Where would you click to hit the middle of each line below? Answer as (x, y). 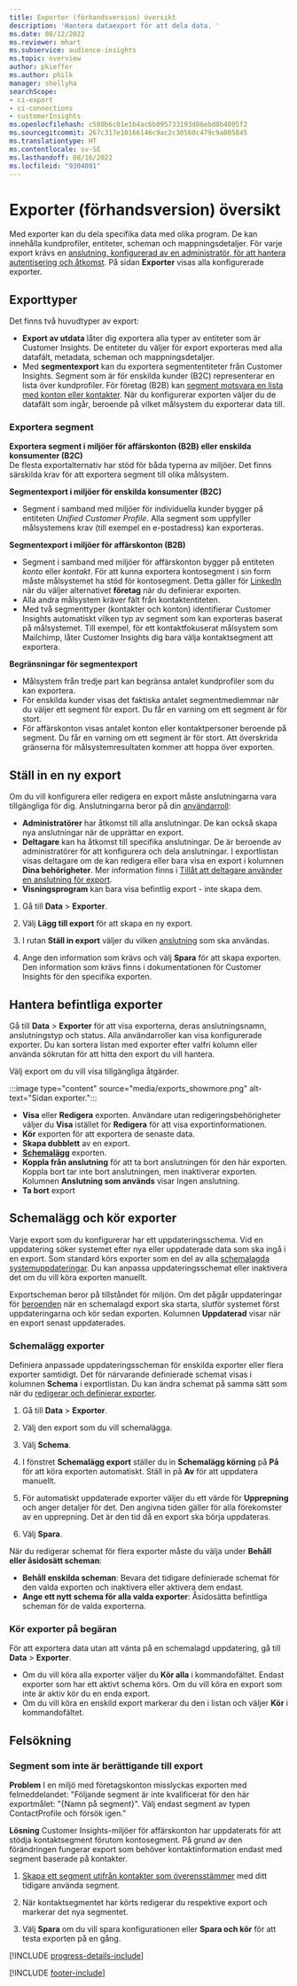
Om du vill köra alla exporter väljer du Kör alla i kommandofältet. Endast (153, 1675)
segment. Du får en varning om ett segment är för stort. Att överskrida (150, 738)
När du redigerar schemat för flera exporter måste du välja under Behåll (141, 1552)
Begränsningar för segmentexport (74, 664)
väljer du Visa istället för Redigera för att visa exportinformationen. (145, 1125)
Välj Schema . (46, 1445)
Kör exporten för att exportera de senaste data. (108, 1134)
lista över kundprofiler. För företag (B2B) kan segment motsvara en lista (152, 386)
